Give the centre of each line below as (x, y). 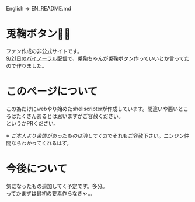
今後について (37, 169)
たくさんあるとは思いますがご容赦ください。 (70, 116)
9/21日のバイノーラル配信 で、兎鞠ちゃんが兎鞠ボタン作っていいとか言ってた (98, 58)
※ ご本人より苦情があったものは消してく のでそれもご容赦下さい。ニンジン (95, 135)
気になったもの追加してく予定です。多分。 (57, 186)
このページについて (52, 91)
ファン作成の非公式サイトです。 (44, 51)
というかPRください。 (32, 123)
